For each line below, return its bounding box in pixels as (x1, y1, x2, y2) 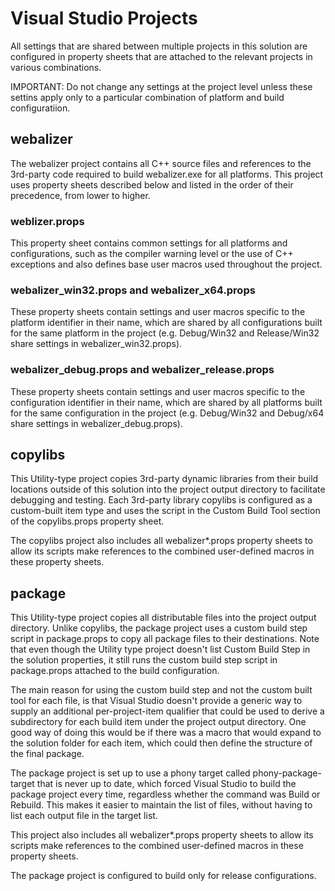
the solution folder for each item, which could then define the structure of (10, 737, 313, 749)
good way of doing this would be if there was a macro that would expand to (10, 727, 322, 739)
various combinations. (10, 61, 102, 73)
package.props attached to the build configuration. (10, 665, 220, 677)
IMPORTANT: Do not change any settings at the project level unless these (10, 80, 313, 92)
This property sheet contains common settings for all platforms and (10, 237, 288, 249)
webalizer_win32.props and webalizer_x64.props (10, 283, 256, 297)
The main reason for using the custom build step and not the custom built (10, 684, 313, 696)
